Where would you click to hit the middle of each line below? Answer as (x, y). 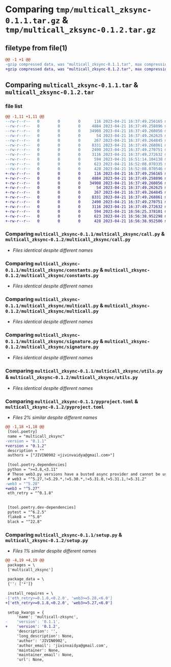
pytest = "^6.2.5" (27, 512)
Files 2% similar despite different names (55, 418)
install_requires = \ (30, 594)
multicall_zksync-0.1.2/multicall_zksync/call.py (68, 240)
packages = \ (21, 565)
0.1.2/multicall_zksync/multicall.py (52, 311)
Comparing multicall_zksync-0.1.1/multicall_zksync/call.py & (85, 234)
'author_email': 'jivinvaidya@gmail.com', (62, 646)
